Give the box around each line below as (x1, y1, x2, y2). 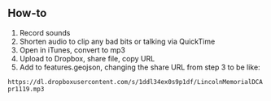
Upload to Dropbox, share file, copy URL (19, 53, 155, 63)
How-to (7, 6, 47, 20)
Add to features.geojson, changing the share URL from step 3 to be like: (19, 62, 261, 72)
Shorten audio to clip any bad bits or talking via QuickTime (19, 36, 216, 46)
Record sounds (19, 27, 71, 37)
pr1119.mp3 (7, 85, 45, 93)
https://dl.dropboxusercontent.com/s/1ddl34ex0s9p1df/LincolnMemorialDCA (7, 78, 264, 86)
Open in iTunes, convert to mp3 (19, 44, 125, 55)
